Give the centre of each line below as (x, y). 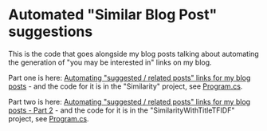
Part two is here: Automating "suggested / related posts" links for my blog (130, 101)
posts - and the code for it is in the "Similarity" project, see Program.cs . (126, 86)
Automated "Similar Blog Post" (113, 15)
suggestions (51, 32)
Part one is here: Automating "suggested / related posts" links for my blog (130, 77)
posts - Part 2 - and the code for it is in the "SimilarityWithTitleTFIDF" (122, 110)
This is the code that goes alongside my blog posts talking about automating (133, 54)
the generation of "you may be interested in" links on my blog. (110, 62)
